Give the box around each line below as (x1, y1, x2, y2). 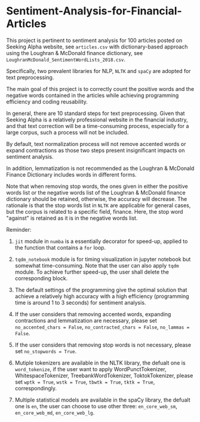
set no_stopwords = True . (14, 347, 76, 354)
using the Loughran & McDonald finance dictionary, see (6, 49, 143, 56)
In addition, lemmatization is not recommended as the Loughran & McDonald (6, 165, 195, 172)
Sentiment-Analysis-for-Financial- (6, 4, 182, 18)
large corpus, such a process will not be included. (6, 129, 129, 136)
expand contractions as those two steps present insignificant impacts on (6, 147, 185, 154)
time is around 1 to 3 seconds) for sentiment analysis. (14, 299, 146, 306)
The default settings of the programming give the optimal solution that (14, 286, 187, 293)
